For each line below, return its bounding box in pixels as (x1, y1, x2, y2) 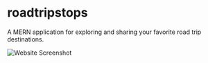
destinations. (7, 35, 44, 43)
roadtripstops (7, 5, 88, 21)
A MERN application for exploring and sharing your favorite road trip (7, 28, 202, 36)
